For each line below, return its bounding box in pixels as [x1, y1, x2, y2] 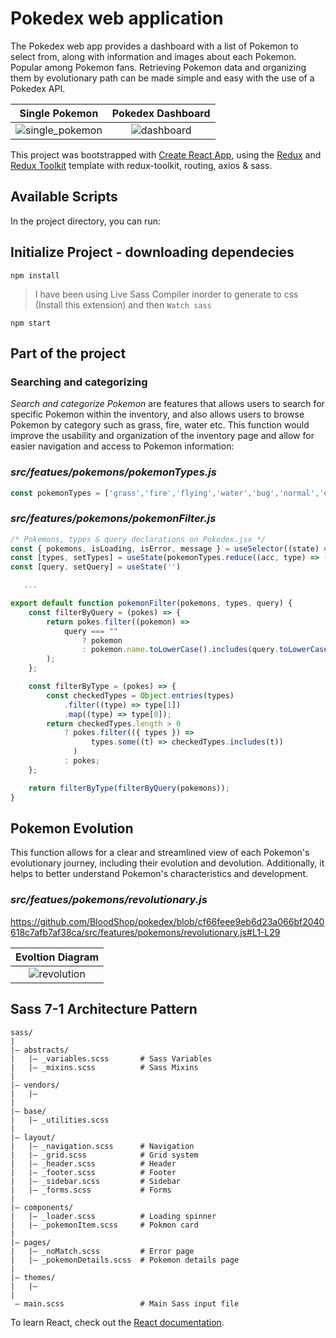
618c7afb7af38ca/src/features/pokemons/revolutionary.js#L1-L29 [10, 926, 281, 938]
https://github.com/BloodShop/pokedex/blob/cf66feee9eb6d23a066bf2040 [10, 915, 325, 927]
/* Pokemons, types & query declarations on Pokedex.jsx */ [10, 534, 267, 544]
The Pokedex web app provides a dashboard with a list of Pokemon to [10, 40, 299, 52]
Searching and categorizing [10, 375, 148, 389]
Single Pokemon [19, 106, 99, 120]
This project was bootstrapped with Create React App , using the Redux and [10, 148, 322, 161]
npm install [10, 270, 60, 281]
